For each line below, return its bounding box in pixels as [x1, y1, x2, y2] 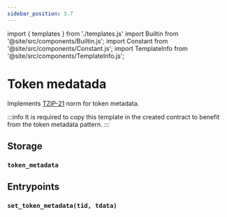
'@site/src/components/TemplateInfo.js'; [7, 52, 125, 60]
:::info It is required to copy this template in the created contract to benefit [7, 112, 220, 121]
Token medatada [7, 76, 107, 91]
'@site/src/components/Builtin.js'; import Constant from [7, 36, 168, 45]
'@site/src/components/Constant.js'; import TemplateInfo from [7, 44, 189, 52]
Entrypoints [7, 181, 60, 193]
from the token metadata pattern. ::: [7, 120, 110, 128]
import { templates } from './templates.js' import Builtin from [7, 29, 179, 38]
